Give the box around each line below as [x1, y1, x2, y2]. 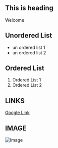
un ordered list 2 [12, 49, 46, 56]
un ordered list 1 [12, 44, 46, 50]
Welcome [5, 17, 25, 23]
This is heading [5, 4, 54, 12]
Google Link [5, 110, 30, 115]
